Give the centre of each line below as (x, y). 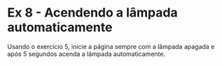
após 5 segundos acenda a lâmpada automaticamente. (86, 54)
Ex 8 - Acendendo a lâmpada (92, 13)
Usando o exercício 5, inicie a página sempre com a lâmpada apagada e (111, 46)
